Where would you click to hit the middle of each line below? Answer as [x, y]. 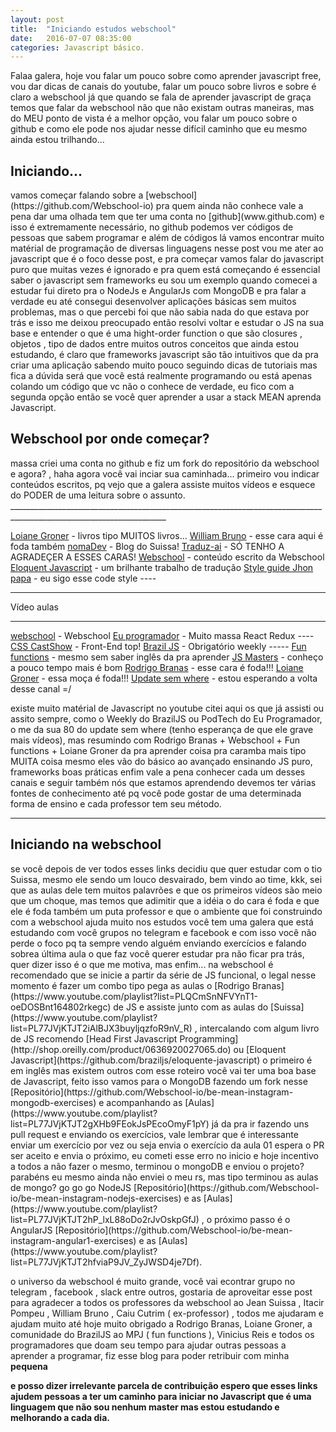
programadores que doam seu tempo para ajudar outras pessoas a [148, 1345]
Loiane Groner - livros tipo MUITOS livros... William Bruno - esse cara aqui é [167, 535]
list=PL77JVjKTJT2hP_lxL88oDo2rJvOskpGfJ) [105, 1219]
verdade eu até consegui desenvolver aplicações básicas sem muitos [153, 302]
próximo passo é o [252, 1219]
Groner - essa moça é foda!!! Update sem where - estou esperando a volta [164, 678]
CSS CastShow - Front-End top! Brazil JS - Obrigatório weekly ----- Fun [158, 646]
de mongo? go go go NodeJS [71, 1187]
